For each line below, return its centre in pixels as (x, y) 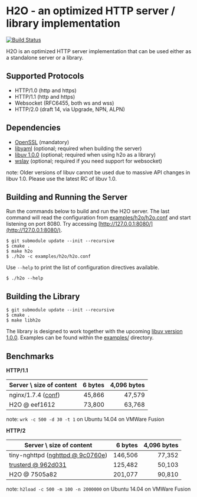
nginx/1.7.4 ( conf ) (35, 395)
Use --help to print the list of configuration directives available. (83, 268)
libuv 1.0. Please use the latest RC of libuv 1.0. (61, 178)
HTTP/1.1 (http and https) (45, 96)
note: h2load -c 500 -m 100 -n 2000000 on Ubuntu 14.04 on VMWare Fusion (98, 489)
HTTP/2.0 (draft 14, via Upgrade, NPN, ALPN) (70, 109)
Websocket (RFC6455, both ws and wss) (64, 103)
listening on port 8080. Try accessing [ (53, 224)
